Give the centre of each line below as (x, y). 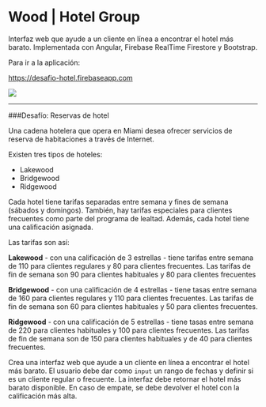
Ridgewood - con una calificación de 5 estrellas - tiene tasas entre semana (131, 322)
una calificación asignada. (51, 227)
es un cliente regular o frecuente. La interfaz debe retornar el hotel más (125, 379)
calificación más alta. (43, 396)
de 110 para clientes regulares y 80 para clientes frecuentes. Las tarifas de (129, 266)
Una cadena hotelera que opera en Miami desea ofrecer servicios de (120, 130)
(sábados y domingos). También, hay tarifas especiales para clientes (120, 210)
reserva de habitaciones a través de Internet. (81, 139)
